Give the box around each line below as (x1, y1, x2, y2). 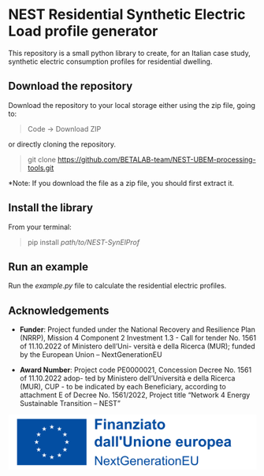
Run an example (8, 260, 89, 273)
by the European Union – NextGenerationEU (19, 350, 163, 359)
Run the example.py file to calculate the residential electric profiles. (8, 281, 227, 291)
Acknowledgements (8, 303, 110, 317)
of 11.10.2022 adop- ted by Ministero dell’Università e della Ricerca (19, 374, 236, 383)
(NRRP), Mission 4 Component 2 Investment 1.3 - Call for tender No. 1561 (19, 333, 257, 343)
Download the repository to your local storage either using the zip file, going (8, 100, 256, 110)
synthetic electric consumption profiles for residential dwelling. (8, 57, 213, 66)
